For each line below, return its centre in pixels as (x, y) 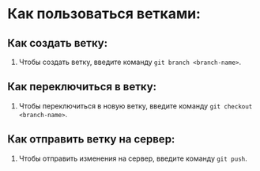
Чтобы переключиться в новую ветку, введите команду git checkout (136, 106)
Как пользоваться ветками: (104, 14)
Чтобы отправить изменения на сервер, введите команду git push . (133, 158)
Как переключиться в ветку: (82, 87)
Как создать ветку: (58, 43)
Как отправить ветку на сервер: (91, 139)
